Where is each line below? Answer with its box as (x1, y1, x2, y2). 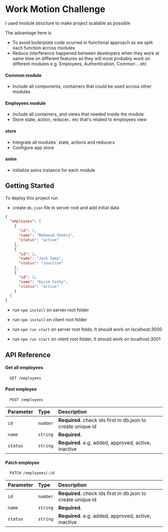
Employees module (5, 100, 46, 106)
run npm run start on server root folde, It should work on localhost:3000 (12, 326, 162, 332)
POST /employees (9, 397, 43, 402)
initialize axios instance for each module (12, 167, 95, 173)
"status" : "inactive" (18, 261, 64, 266)
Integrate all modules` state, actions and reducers (12, 139, 115, 145)
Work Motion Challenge (5, 4, 105, 15)
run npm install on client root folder (12, 317, 87, 323)
